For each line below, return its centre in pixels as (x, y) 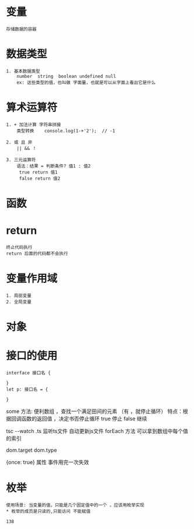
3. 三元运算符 (21, 160)
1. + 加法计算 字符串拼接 (34, 124)
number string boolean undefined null (66, 76)
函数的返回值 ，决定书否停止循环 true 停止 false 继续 (84, 419)
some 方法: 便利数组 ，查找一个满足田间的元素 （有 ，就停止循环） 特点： (94, 411)
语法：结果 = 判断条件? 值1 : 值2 (54, 166)
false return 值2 (39, 178)
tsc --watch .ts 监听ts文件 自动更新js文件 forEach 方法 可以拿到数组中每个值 (97, 431)
